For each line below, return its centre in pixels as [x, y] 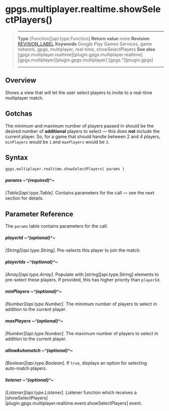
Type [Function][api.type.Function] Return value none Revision [83, 38]
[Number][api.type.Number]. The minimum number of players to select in [81, 304]
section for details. [24, 198]
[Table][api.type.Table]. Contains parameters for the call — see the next [80, 193]
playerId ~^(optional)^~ [30, 238]
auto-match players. [26, 368]
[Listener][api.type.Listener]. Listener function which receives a [71, 392]
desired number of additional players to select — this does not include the [82, 131]
